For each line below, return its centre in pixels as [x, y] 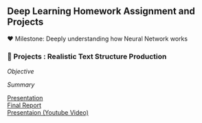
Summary [21, 85]
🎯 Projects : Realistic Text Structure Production [87, 56]
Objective [21, 71]
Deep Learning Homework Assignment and [101, 11]
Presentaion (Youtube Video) [48, 113]
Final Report [24, 105]
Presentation [25, 98]
